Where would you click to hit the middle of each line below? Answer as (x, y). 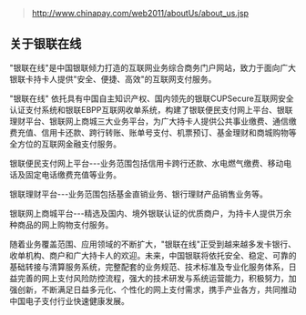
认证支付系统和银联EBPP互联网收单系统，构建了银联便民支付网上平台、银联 (151, 109)
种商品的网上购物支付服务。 (61, 224)
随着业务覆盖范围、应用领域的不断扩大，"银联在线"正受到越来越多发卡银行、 (153, 244)
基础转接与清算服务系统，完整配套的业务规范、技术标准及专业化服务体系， (149, 267)
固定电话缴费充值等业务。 (73, 174)
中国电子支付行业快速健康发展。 (69, 300)
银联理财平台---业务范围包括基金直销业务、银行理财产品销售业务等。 (139, 194)
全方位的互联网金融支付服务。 (65, 144)
